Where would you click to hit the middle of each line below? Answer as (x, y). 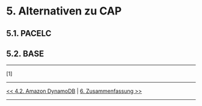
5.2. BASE (25, 53)
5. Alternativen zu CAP (64, 11)
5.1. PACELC (29, 33)
